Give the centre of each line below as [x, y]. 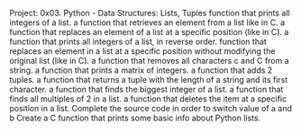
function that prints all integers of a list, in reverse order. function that [138, 41]
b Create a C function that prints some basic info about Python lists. [135, 118]
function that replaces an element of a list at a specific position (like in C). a [149, 32]
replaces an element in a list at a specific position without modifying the [142, 51]
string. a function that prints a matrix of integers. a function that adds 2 [141, 70]
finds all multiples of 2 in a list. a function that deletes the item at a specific [148, 99]
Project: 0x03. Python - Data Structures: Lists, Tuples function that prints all [150, 13]
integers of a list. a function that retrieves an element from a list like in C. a [147, 22]
